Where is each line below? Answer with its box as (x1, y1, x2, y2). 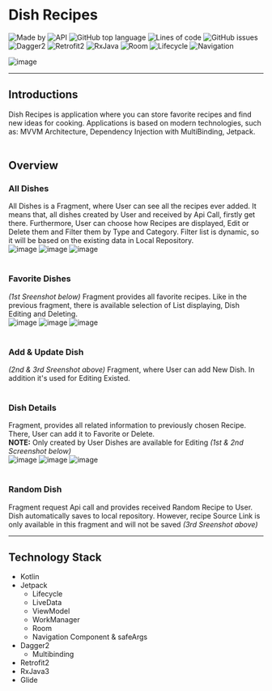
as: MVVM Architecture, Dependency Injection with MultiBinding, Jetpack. (8, 126, 256, 136)
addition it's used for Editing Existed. (8, 373, 131, 383)
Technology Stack (8, 551, 102, 565)
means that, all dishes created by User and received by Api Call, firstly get (8, 210, 256, 220)
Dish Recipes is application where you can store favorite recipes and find (8, 109, 253, 119)
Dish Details (8, 402, 57, 413)
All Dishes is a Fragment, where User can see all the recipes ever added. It (8, 201, 257, 211)
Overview (8, 159, 59, 173)
